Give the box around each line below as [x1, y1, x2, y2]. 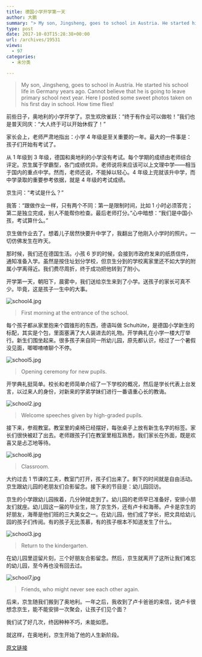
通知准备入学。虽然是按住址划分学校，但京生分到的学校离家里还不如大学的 [6, 257, 191, 265]
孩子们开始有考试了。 [6, 140, 59, 148]
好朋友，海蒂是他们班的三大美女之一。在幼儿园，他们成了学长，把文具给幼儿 [6, 511, 196, 518]
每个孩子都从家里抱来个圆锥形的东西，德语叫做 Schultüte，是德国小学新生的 [6, 321, 195, 328]
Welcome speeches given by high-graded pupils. [20, 411, 143, 419]
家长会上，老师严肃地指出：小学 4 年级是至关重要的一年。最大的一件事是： [6, 133, 192, 140]
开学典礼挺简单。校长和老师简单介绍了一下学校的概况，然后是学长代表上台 [6, 380, 191, 388]
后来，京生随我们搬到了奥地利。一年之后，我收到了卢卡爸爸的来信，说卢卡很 [6, 598, 196, 605]
